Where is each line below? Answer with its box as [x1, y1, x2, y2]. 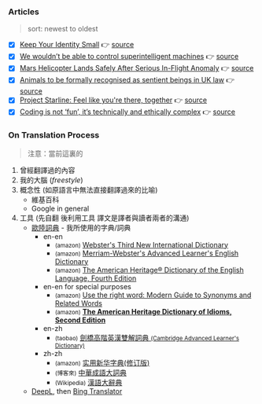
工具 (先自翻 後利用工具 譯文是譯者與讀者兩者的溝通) [19, 213, 190, 222]
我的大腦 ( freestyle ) [19, 175, 83, 185]
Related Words [54, 298, 102, 308]
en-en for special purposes [42, 281, 131, 291]
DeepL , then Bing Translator [31, 386, 123, 395]
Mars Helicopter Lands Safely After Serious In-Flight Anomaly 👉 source [19, 64, 254, 73]
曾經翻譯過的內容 [19, 165, 76, 174]
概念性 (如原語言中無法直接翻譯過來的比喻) [19, 185, 158, 194]
